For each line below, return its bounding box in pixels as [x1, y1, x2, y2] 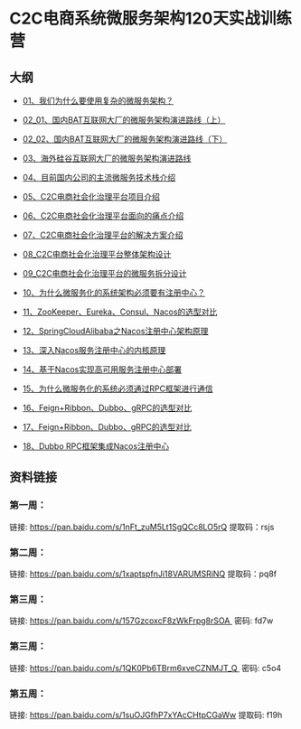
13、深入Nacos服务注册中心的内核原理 [22, 345, 166, 355]
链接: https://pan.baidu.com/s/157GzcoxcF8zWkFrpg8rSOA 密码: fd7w [9, 615, 274, 626]
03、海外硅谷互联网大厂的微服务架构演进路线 [22, 153, 192, 164]
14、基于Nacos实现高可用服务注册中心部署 [22, 364, 183, 375]
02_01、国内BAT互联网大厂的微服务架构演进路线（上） [22, 115, 226, 125]
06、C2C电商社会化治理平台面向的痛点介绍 [22, 210, 184, 221]
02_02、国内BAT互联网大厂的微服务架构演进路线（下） [22, 134, 228, 145]
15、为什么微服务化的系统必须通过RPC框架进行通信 [22, 383, 213, 394]
